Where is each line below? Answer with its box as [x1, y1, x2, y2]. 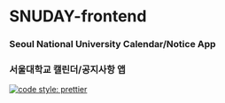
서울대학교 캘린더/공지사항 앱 [9, 64, 126, 76]
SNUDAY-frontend [9, 6, 147, 27]
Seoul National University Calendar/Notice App [9, 38, 216, 51]
